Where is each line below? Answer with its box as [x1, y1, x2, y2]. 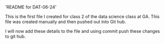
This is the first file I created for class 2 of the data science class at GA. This [5, 14, 160, 19]
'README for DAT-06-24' [5, 4, 57, 10]
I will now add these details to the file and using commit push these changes [5, 28, 160, 34]
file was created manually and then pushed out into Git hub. [5, 19, 127, 24]
